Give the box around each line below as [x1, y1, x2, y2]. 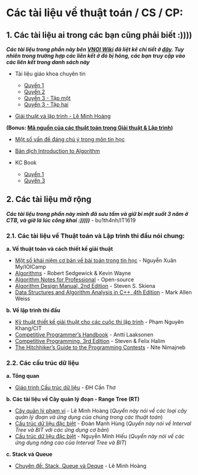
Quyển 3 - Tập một [23, 95, 71, 101]
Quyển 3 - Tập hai [23, 101, 69, 108]
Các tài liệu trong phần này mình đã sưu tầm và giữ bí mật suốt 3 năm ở [6, 210, 188, 217]
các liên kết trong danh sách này [6, 59, 90, 65]
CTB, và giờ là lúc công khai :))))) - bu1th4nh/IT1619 [6, 217, 136, 224]
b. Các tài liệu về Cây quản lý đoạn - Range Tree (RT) [6, 396, 140, 403]
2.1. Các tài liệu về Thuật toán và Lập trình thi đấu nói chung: [6, 232, 185, 240]
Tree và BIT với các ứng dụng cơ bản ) [14, 426, 109, 434]
